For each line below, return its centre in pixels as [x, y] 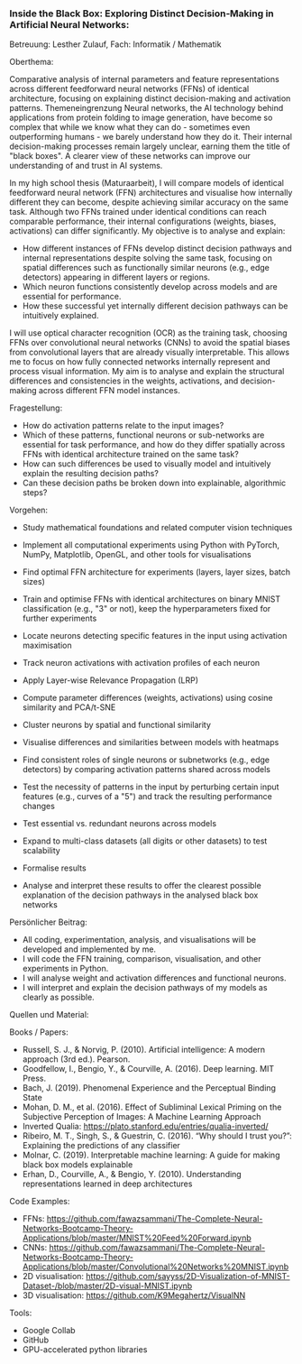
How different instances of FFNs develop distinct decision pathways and [157, 249]
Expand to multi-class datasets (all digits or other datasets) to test [145, 841]
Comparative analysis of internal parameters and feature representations [144, 79]
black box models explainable [78, 1165]
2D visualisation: [53, 1276]
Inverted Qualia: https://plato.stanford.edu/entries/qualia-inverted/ [145, 1127]
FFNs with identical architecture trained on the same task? [130, 455]
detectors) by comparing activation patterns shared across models [146, 770]
